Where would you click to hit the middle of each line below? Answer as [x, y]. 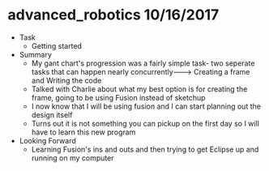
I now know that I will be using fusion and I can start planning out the [146, 106]
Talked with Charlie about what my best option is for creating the [139, 89]
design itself [52, 114]
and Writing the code [66, 80]
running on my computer [73, 158]
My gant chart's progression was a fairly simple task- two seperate [143, 63]
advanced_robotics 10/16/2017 [113, 15]
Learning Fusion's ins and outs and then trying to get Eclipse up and [145, 149]
